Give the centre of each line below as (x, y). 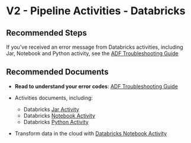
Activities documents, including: (54, 98)
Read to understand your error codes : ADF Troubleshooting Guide (96, 86)
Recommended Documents (57, 72)
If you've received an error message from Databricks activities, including (95, 47)
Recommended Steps (46, 33)
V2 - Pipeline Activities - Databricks (96, 11)
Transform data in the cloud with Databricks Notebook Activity (91, 133)
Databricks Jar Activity (51, 109)
